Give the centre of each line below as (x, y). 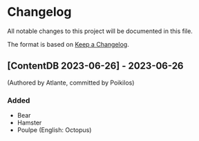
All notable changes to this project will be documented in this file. (100, 31)
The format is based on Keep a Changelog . (68, 44)
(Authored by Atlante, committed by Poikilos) (71, 83)
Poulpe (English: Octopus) (54, 130)
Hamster (29, 123)
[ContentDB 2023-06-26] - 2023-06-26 (95, 66)
